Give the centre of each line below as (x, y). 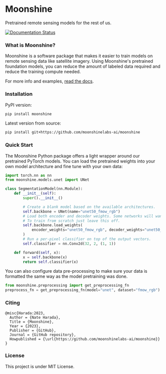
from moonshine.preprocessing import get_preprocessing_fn (67, 286)
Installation (19, 94)
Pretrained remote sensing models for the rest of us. (58, 23)
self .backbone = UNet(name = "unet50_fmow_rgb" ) (72, 211)
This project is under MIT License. (40, 366)
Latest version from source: (33, 123)
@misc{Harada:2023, (25, 313)
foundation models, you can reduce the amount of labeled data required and (83, 66)
